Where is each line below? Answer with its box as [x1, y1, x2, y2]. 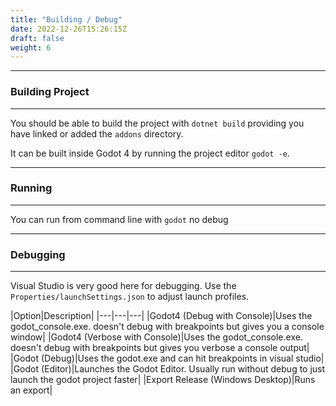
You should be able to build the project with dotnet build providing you [10, 117, 305, 129]
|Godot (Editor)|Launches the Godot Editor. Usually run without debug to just [10, 363, 326, 375]
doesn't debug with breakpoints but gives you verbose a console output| [10, 342, 310, 354]
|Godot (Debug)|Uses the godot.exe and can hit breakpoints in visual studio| [10, 352, 325, 365]
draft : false [10, 33, 65, 43]
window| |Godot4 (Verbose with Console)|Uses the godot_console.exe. [10, 331, 303, 343]
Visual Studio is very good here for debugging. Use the [10, 280, 237, 292]
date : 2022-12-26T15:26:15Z [10, 24, 128, 34]
